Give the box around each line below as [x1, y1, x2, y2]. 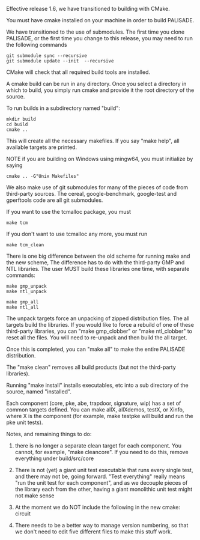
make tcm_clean [6, 242, 44, 248]
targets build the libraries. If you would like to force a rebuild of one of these [6, 321, 194, 328]
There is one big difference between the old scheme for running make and [6, 252, 190, 259]
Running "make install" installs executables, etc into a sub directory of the [6, 381, 189, 389]
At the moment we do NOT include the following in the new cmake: [14, 504, 181, 511]
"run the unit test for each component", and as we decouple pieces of [14, 479, 188, 486]
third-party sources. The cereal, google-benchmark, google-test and [6, 190, 177, 197]
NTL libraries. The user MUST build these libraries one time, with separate [6, 265, 190, 272]
